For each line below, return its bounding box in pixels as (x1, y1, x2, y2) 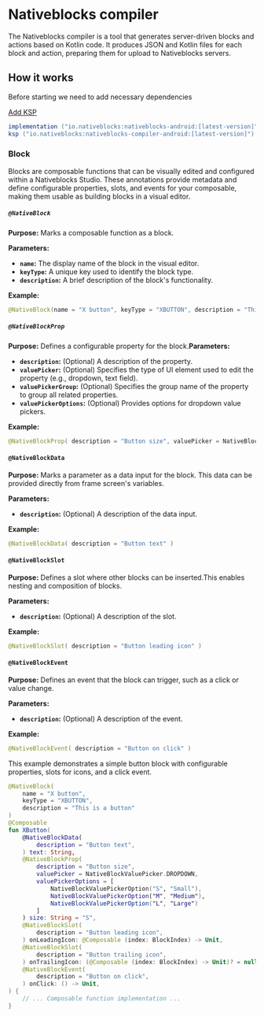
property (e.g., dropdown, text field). (19, 373, 138, 383)
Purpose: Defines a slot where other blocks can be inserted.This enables (8, 573, 245, 582)
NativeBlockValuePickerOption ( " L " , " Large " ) (49, 900, 199, 908)
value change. (8, 683, 54, 692)
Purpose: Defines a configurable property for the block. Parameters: (8, 341, 230, 351)
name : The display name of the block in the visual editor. (19, 258, 200, 268)
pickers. (19, 406, 46, 416)
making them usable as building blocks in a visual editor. (8, 191, 191, 201)
